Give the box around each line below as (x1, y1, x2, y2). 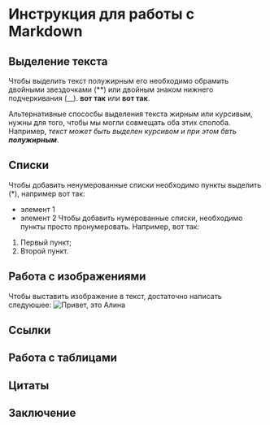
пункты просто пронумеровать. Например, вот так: (20, 221, 200, 232)
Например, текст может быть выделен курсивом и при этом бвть (8, 127, 237, 136)
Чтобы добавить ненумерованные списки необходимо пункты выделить (8, 180, 262, 189)
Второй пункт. (20, 245, 69, 256)
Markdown (8, 22, 83, 41)
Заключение (8, 406, 76, 420)
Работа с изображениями (8, 270, 146, 284)
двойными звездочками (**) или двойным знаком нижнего (8, 85, 214, 94)
